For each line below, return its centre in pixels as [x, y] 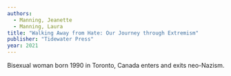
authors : [20, 13]
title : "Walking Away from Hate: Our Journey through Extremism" [103, 33]
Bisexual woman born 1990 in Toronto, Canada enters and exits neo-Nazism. [116, 65]
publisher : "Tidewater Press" [51, 39]
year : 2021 [23, 46]
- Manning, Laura [38, 26]
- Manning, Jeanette [43, 20]
